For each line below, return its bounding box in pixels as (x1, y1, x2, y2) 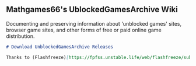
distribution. (6, 32, 35, 40)
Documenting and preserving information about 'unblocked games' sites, (6, 20, 182, 27)
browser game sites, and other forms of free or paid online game (6, 26, 162, 33)
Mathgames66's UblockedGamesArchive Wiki (6, 5, 178, 15)
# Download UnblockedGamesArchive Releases (6, 44, 114, 50)
